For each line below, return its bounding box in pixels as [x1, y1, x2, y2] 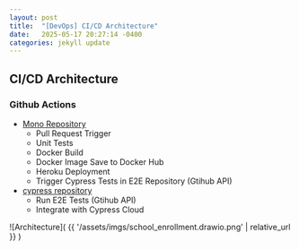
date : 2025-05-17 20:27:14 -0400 [9, 30, 143, 39]
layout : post [9, 13, 58, 22]
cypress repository [22, 185, 92, 195]
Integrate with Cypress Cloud [35, 203, 145, 215]
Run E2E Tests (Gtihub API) [35, 194, 136, 205]
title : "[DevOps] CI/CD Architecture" [9, 22, 159, 30]
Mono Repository [22, 118, 87, 129]
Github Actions [9, 98, 76, 110]
